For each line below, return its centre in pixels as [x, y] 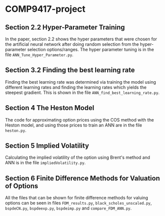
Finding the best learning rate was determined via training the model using [81, 82]
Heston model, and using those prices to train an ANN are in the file [74, 125]
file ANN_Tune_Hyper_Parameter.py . [39, 55]
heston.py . [16, 130]
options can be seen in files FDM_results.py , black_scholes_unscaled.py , [79, 203]
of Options [22, 186]
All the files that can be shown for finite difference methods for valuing [77, 198]
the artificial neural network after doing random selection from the [72, 44]
